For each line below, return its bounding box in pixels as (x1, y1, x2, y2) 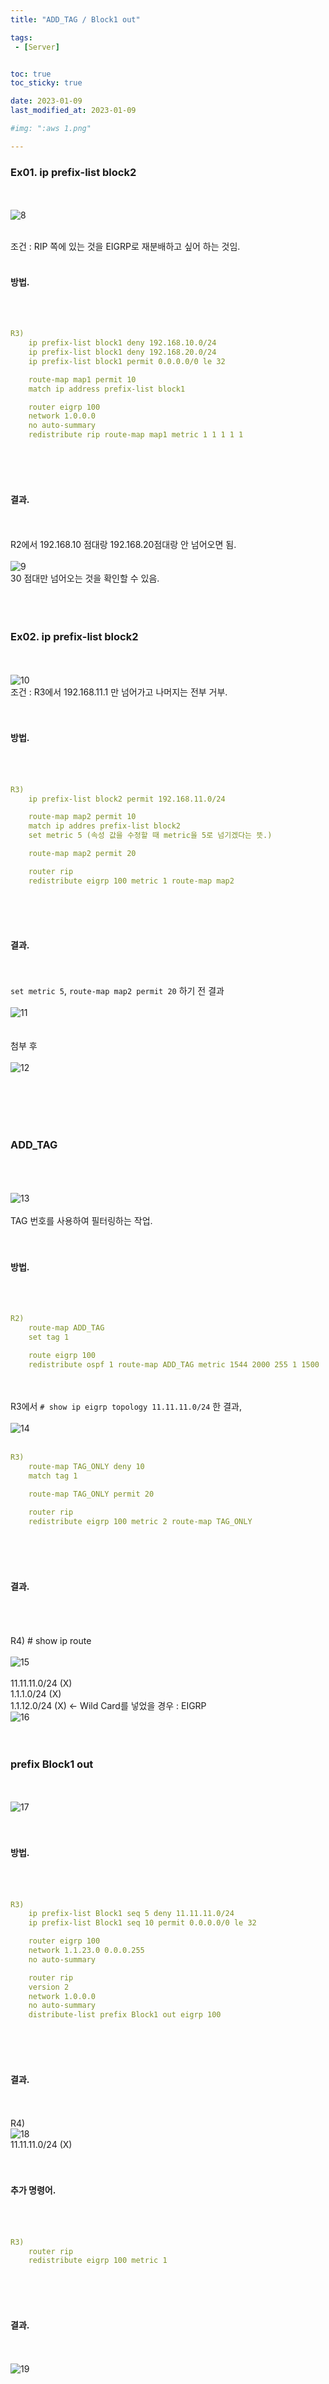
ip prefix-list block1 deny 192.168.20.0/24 (28, 347, 217, 357)
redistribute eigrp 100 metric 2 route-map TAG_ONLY (28, 1517, 253, 1527)
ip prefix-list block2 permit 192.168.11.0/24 (28, 794, 226, 804)
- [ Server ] (14, 42, 60, 52)
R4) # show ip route (10, 1635, 92, 1647)
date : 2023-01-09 (10, 96, 83, 106)
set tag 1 (28, 1332, 70, 1343)
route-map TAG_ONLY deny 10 (28, 1461, 145, 1471)
